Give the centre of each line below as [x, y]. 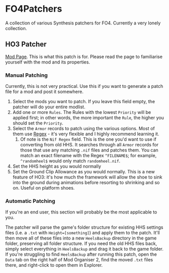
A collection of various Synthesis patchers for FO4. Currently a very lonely [83, 23]
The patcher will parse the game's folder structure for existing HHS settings [84, 227]
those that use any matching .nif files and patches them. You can [89, 150]
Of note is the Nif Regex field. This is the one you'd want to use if [88, 139]
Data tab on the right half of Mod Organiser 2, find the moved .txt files [79, 260]
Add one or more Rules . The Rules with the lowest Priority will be [82, 112]
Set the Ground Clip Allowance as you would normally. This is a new [83, 172]
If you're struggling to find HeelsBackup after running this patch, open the [81, 254]
